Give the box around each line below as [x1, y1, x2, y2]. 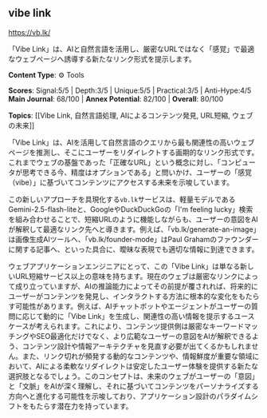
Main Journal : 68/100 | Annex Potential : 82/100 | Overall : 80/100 [8, 94, 224, 103]
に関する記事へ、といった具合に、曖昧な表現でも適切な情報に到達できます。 [8, 244, 259, 254]
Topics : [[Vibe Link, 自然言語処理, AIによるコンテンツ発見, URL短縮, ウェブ [8, 110, 253, 120]
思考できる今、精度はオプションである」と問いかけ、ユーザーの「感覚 [22, 167, 253, 177]
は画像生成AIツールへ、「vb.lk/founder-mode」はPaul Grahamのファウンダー [8, 234, 259, 244]
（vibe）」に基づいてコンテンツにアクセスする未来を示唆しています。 [8, 177, 234, 187]
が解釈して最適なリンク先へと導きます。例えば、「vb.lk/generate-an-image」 [8, 224, 257, 234]
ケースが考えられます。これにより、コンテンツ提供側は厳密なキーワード [8, 321, 245, 331]
